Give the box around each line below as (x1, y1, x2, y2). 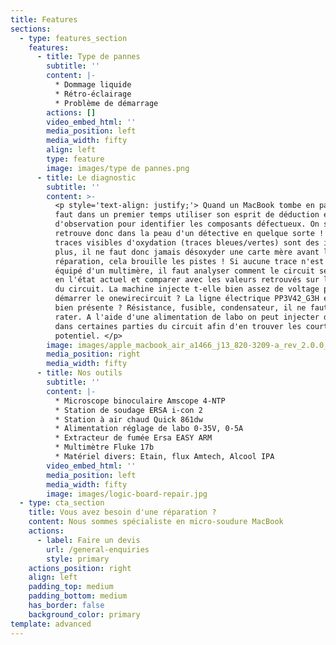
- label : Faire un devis (36, 535, 141, 545)
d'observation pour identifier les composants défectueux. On (54, 219, 320, 230)
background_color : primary (28, 609, 141, 620)
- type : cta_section (19, 498, 105, 508)
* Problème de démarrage (54, 98, 159, 108)
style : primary (46, 554, 110, 564)
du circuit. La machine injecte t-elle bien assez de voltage (54, 284, 320, 295)
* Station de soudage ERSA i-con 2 (54, 405, 203, 415)
